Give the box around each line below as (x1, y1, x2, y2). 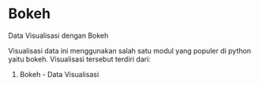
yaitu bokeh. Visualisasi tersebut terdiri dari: (8, 54, 152, 64)
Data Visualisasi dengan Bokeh (8, 31, 109, 40)
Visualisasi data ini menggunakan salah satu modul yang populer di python (8, 46, 251, 55)
